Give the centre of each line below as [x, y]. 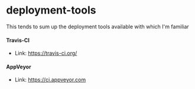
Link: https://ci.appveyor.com [50, 80]
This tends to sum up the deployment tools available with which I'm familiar [97, 27]
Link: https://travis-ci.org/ [46, 53]
